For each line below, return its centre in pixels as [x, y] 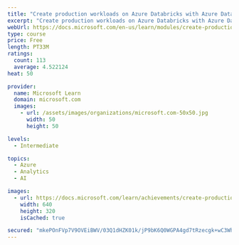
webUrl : [19, 27]
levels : [19, 139]
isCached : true [43, 218]
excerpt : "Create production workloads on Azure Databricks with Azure [116, 21]
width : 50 [41, 120]
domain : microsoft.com [47, 100]
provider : [22, 86]
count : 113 [30, 61]
